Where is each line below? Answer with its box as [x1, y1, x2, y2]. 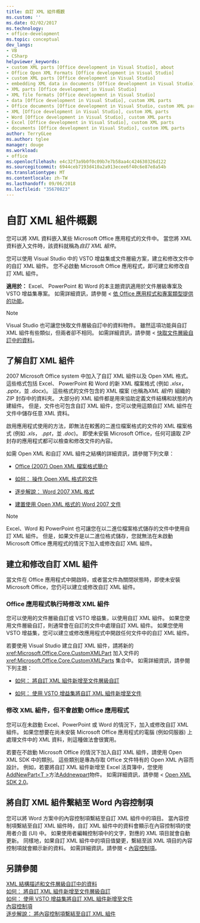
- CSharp [6, 53, 28, 59]
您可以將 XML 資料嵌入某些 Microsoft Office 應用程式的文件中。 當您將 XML [6, 234, 192, 242]
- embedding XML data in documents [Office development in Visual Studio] [6, 81, 196, 87]
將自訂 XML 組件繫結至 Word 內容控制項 [6, 798, 154, 808]
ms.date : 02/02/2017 [6, 20, 58, 26]
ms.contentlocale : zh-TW [6, 175, 68, 181]
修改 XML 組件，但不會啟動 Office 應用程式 [6, 706, 129, 715]
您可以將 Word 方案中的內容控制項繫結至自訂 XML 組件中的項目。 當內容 [6, 814, 184, 822]
